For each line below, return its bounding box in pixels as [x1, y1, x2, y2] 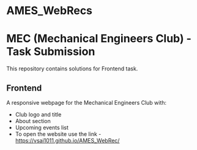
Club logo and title [15, 111, 62, 118]
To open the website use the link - [15, 130, 102, 138]
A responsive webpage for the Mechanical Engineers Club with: [6, 99, 167, 106]
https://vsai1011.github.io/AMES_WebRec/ [15, 137, 120, 144]
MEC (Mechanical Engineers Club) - [6, 32, 191, 46]
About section [15, 117, 51, 124]
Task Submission [6, 45, 95, 59]
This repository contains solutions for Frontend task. [6, 65, 138, 72]
